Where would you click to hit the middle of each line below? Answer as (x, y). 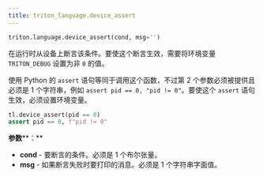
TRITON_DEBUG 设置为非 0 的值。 (58, 63)
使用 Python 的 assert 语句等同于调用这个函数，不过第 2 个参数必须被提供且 (131, 80)
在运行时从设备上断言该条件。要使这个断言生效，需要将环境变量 (112, 53)
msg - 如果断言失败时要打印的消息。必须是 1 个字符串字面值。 (120, 165)
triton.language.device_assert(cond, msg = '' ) (84, 37)
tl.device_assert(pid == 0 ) (54, 115)
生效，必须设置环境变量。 (50, 100)
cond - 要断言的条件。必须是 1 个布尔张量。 (90, 155)
